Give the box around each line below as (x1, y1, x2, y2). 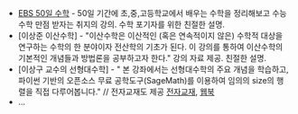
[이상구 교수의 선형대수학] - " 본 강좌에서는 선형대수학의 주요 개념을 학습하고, (17, 64, 289, 75)
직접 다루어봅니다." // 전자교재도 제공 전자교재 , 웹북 (34, 86, 215, 97)
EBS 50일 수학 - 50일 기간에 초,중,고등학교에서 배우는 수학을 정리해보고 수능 (17, 8, 287, 18)
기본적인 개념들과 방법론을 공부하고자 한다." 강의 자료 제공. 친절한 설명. (17, 53, 267, 63)
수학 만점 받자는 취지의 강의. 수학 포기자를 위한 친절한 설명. (17, 19, 226, 30)
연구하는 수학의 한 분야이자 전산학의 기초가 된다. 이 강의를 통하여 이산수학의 (17, 41, 284, 52)
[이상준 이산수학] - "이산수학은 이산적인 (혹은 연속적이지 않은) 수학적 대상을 (17, 31, 283, 40)
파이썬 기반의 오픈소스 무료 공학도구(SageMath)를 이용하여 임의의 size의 (17, 75, 275, 85)
